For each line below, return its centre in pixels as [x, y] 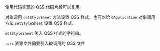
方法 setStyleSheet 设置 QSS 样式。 [41, 23]
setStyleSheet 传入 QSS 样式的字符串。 [44, 33]
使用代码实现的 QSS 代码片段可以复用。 [44, 7]
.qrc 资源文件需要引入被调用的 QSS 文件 [45, 43]
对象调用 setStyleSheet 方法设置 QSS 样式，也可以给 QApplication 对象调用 [80, 17]
